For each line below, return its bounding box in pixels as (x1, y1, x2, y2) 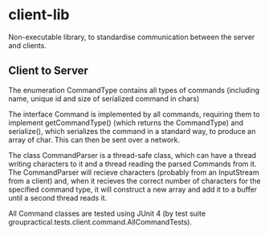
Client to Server (8, 64, 88, 78)
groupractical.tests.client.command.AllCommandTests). (8, 217, 193, 226)
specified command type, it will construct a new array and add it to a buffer (8, 184, 258, 194)
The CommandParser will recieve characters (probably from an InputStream (8, 167, 259, 177)
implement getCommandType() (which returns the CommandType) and (8, 118, 243, 128)
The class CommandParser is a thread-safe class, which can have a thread (8, 150, 257, 160)
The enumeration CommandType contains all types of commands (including (8, 85, 260, 95)
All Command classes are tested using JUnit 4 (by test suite (8, 209, 206, 218)
